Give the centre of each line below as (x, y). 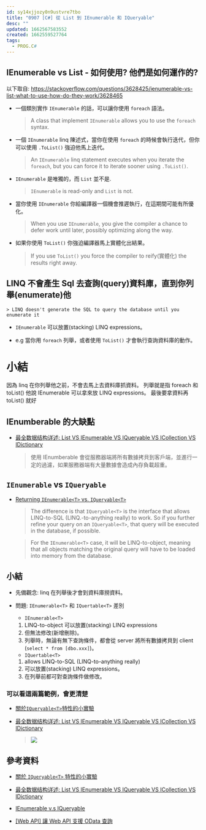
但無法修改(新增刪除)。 (53, 632)
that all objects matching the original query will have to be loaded (113, 549)
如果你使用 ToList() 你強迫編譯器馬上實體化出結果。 (82, 242)
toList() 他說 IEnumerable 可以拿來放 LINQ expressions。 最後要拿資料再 (97, 393)
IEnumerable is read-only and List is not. (82, 191)
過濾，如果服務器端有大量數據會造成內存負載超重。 (106, 465)
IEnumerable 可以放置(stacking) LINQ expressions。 (80, 327)
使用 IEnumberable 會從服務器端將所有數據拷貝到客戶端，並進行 (111, 457)
